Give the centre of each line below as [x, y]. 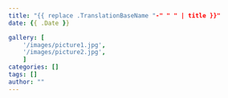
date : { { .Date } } [39, 23]
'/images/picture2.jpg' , [64, 53]
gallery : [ [26, 37]
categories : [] [34, 67]
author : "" [26, 82]
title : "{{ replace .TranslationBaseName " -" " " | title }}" [114, 16]
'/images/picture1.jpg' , [64, 45]
